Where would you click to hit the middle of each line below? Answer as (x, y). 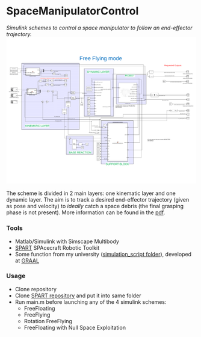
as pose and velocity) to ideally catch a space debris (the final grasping (95, 206)
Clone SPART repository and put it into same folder (78, 295)
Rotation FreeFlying (48, 321)
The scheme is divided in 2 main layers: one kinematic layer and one (91, 193)
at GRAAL (27, 261)
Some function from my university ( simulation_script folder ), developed (103, 254)
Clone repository (36, 289)
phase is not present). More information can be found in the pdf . (86, 212)
